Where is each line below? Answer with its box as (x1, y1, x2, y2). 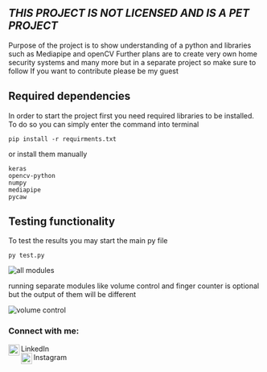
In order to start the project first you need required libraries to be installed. (8, 110, 255, 120)
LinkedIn (21, 344, 50, 353)
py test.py (8, 251, 45, 260)
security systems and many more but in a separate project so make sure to (8, 57, 257, 67)
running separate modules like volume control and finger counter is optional (8, 281, 260, 291)
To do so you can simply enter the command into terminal (8, 119, 199, 129)
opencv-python (8, 172, 56, 180)
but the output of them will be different (8, 290, 137, 300)
